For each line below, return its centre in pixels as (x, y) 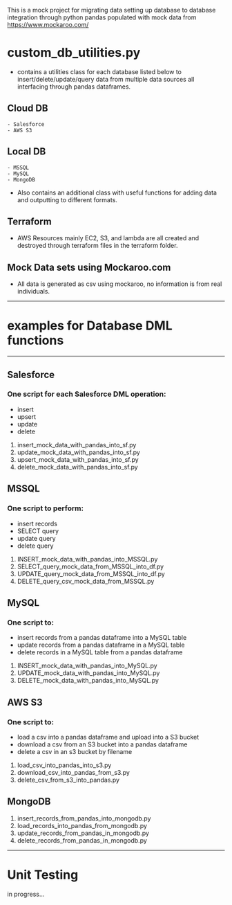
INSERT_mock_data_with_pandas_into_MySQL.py (87, 666)
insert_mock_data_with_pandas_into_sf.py (77, 445)
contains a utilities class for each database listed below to (99, 71)
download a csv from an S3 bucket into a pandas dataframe (102, 744)
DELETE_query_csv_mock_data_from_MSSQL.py (86, 581)
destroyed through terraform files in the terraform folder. (97, 246)
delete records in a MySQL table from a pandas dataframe (100, 652)
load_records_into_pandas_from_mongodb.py (82, 825)
